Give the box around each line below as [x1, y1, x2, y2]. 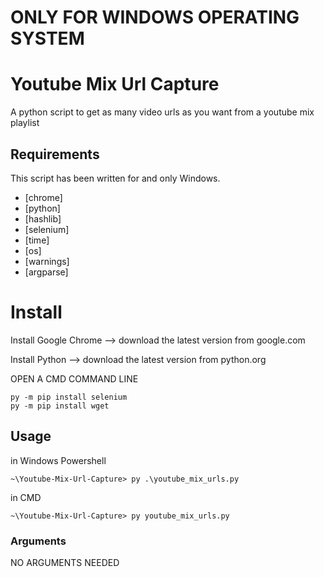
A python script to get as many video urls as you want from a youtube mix [10, 106, 315, 118]
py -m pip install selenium [10, 392, 128, 402]
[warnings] [24, 255, 70, 267]
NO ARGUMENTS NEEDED [10, 556, 120, 568]
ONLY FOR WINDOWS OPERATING [10, 6, 300, 29]
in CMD [10, 491, 42, 503]
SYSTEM [10, 27, 85, 50]
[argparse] [24, 266, 69, 278]
